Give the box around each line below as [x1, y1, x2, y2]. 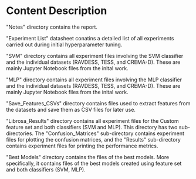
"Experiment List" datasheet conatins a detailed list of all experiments [6, 35, 174, 42]
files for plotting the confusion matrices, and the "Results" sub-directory [6, 136, 181, 143]
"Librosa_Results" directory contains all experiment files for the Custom [6, 117, 179, 124]
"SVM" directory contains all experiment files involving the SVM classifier [6, 52, 184, 59]
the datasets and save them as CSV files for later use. [6, 106, 136, 113]
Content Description [6, 4, 107, 18]
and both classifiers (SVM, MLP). [6, 166, 86, 173]
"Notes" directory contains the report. [6, 23, 98, 30]
